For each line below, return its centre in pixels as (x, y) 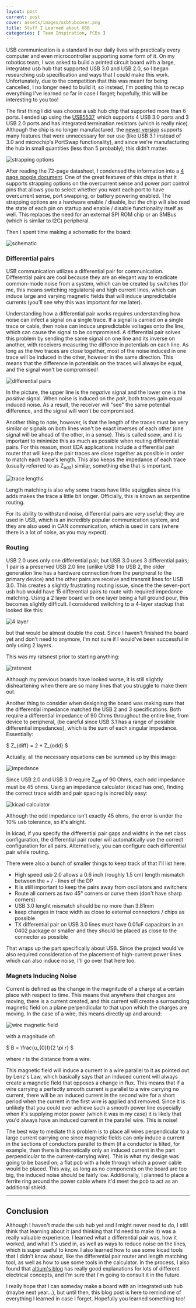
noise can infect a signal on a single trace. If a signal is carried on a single (95, 320)
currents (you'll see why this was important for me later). (74, 303)
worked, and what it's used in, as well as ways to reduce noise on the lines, (96, 1244)
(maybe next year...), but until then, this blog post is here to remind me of (94, 1292)
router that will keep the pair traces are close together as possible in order (95, 454)
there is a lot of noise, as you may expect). (57, 533)
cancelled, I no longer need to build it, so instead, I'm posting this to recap (95, 87)
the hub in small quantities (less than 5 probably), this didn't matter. (87, 148)
